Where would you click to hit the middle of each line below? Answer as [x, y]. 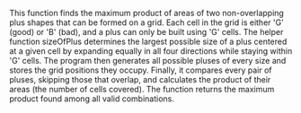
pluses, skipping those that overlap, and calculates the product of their [140, 79]
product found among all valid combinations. [92, 99]
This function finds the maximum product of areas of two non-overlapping [147, 13]
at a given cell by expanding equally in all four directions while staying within [151, 51]
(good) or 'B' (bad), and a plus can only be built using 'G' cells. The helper [146, 32]
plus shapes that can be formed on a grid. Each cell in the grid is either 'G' [147, 22]
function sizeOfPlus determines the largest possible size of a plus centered [148, 41]
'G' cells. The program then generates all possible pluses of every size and [148, 61]
